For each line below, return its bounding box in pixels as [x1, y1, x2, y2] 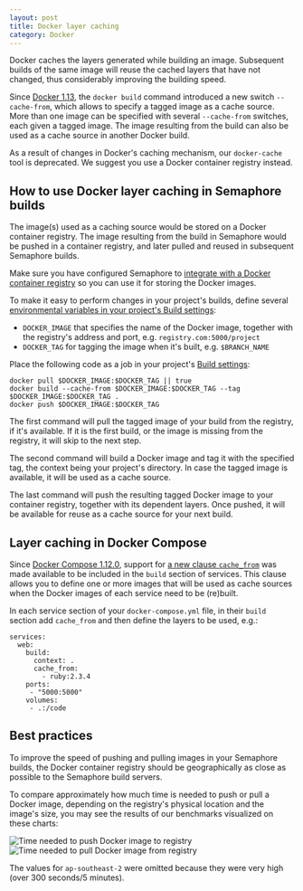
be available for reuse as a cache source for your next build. [9, 508, 233, 520]
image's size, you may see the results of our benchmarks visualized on [9, 808, 274, 819]
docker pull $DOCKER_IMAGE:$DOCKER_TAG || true [9, 376, 193, 385]
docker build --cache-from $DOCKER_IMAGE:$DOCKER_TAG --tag [9, 384, 241, 393]
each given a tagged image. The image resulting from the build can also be [9, 120, 289, 131]
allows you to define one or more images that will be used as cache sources [9, 578, 293, 589]
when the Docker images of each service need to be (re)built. [9, 588, 239, 598]
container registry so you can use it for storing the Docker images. [9, 278, 257, 289]
